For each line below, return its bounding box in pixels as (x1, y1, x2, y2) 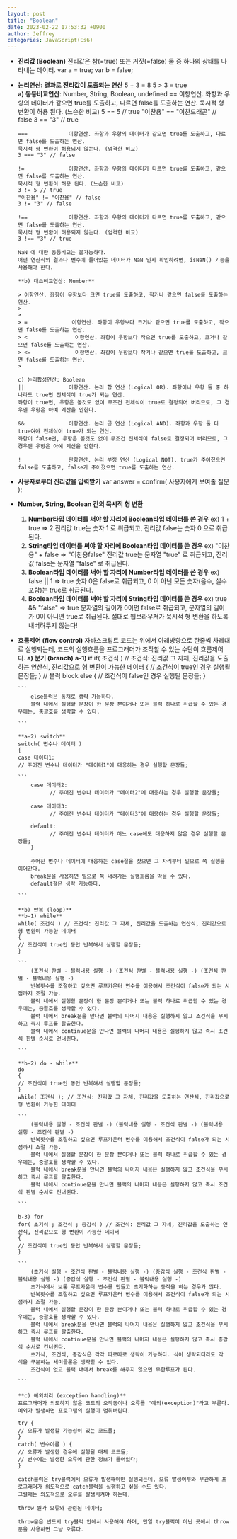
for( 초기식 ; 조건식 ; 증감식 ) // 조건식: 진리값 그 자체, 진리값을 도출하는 (17, 1221, 221, 1228)
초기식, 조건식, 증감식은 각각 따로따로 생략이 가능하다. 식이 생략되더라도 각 (30, 1351, 224, 1358)
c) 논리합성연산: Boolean (17, 377, 86, 384)
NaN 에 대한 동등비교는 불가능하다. (17, 249, 107, 256)
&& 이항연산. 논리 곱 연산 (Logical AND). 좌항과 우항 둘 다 (17, 420, 219, 428)
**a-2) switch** (17, 733, 66, 740)
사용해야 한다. (17, 264, 54, 271)
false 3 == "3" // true (17, 115, 79, 124)
